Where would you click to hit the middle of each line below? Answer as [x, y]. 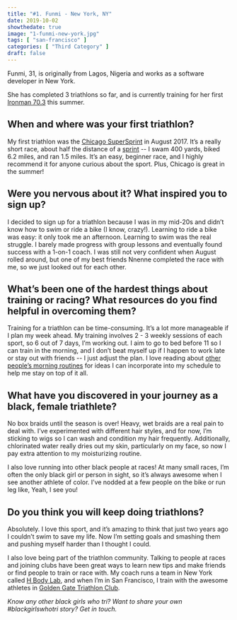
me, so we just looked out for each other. [67, 267]
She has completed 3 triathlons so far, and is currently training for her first [115, 94]
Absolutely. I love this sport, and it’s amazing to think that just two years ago [118, 529]
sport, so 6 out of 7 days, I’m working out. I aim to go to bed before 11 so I [114, 343]
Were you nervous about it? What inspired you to [117, 194]
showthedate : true [34, 27]
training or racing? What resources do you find [112, 300]
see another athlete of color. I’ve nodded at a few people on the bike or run [116, 482]
